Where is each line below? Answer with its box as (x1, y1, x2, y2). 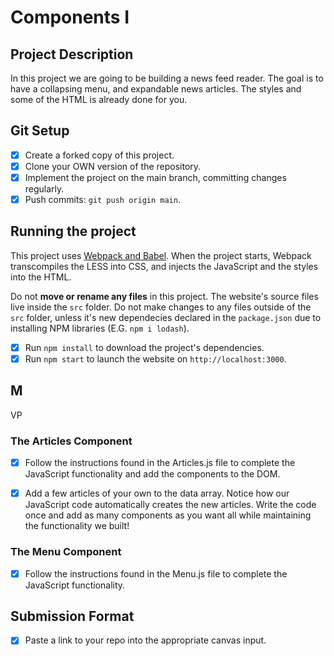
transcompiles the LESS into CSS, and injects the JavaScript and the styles (10, 260, 319, 272)
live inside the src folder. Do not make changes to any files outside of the (10, 301, 312, 313)
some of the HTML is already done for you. (10, 94, 188, 105)
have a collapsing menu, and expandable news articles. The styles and (10, 83, 302, 95)
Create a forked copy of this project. (24, 149, 175, 161)
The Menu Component (10, 545, 122, 559)
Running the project (10, 223, 137, 240)
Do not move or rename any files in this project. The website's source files (10, 290, 319, 302)
